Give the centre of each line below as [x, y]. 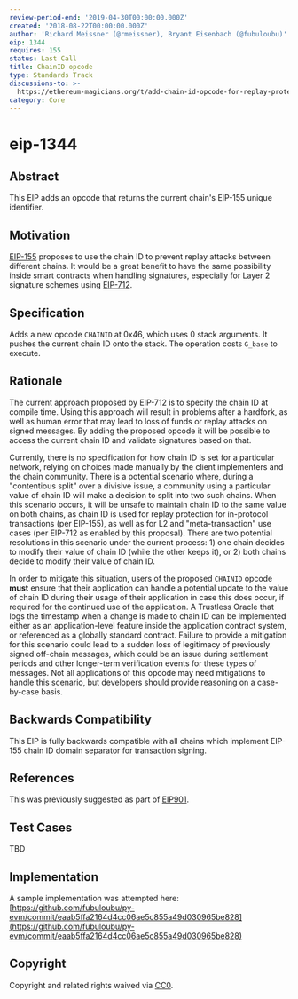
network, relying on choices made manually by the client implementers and [146, 466]
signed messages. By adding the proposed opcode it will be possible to [140, 431]
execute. [25, 353]
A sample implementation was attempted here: [94, 899]
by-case [24, 691]
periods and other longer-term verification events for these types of [133, 663]
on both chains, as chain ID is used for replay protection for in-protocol [139, 514]
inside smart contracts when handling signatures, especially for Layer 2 [140, 275]
